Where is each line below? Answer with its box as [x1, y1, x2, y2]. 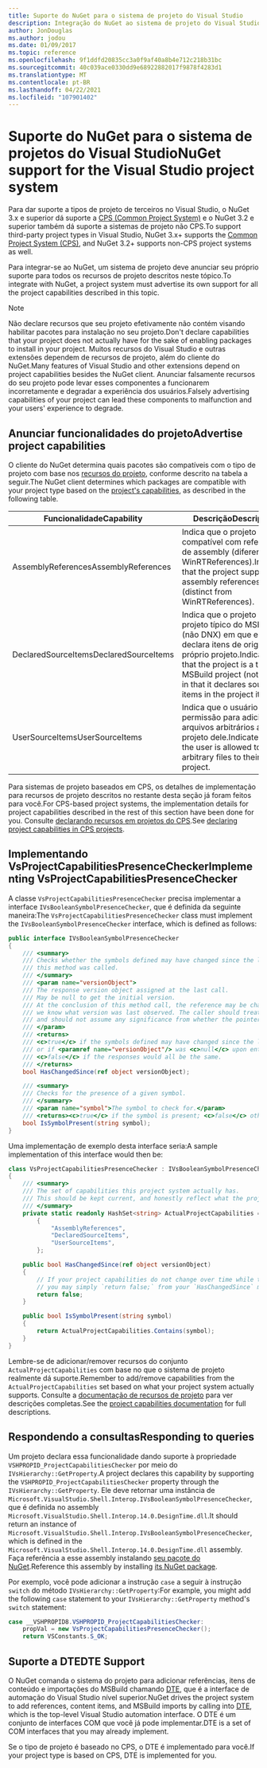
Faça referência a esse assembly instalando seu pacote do [8, 1553, 201, 1562]
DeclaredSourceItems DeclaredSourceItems [12, 649, 175, 660]
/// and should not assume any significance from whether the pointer [22, 1016, 261, 1024]
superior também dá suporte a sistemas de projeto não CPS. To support [8, 222, 242, 231]
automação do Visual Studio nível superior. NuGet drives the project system [8, 1692, 254, 1702]
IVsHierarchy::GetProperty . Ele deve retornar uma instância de [8, 1485, 215, 1495]
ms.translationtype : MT [8, 71, 87, 79]
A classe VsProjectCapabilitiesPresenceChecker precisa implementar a [8, 894, 241, 903]
